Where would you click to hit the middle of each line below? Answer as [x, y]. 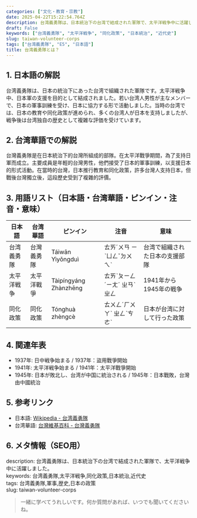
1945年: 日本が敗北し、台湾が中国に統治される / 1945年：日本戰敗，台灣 [102, 375]
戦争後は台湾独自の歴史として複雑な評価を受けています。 [75, 120]
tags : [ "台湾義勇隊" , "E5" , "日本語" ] [50, 45]
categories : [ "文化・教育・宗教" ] [45, 11]
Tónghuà [64, 310]
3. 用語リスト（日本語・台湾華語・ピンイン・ [88, 198]
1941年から [160, 280]
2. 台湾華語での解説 [42, 140]
